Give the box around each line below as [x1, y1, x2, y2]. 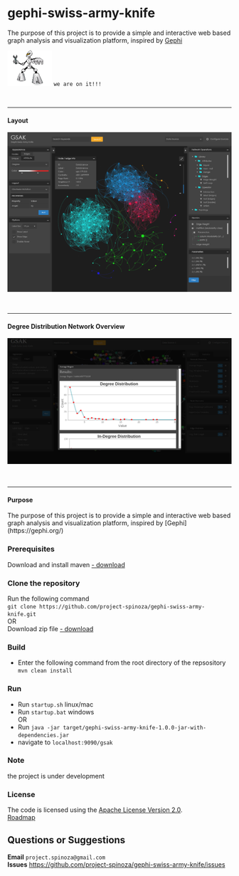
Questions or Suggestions [7, 834, 126, 846]
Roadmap [7, 813, 36, 822]
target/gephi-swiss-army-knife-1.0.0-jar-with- [63, 724, 207, 731]
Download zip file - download [7, 624, 94, 633]
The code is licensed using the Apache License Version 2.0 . [7, 806, 183, 814]
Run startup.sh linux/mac [17, 700, 94, 709]
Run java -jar [17, 722, 60, 731]
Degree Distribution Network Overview [7, 322, 125, 330]
